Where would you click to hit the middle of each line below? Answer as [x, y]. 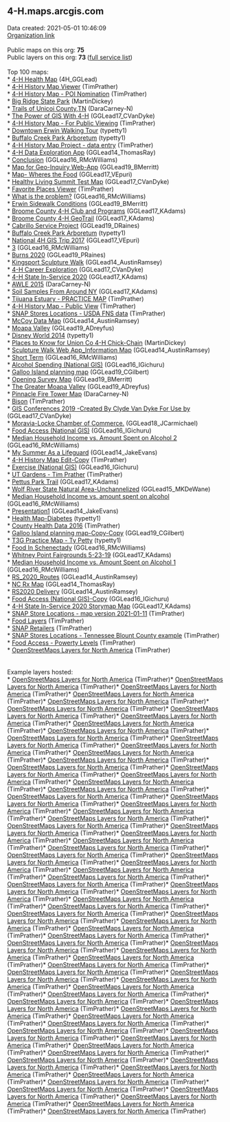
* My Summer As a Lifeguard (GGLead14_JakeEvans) [82, 452]
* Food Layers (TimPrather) [46, 621]
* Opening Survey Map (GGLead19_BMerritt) [70, 379]
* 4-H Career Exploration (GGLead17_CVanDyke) [76, 269]
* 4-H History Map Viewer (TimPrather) [62, 86]
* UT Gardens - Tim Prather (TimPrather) [65, 474]
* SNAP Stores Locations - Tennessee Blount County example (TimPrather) [113, 635]
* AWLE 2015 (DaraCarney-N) [49, 284]
